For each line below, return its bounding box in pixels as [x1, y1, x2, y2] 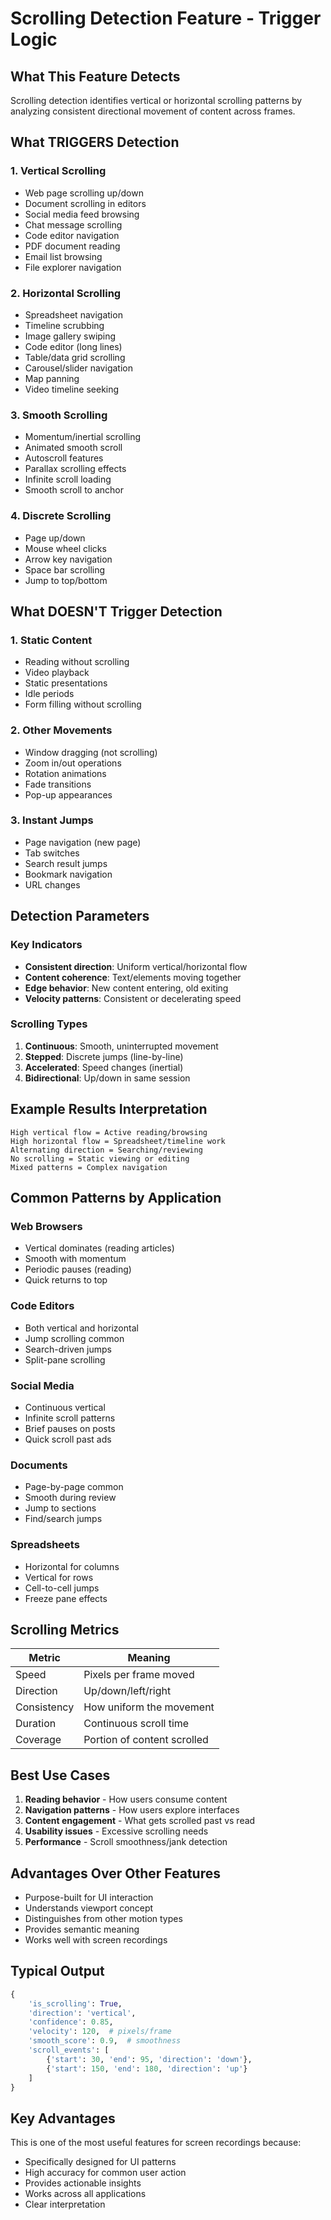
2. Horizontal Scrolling [10, 286, 122, 300]
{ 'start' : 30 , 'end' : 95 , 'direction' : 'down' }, [46, 2054, 253, 2064]
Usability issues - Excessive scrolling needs [24, 1825, 209, 1837]
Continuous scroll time [83, 1717, 190, 1731]
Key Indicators [10, 938, 83, 952]
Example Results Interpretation [10, 1101, 208, 1118]
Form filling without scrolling [24, 698, 142, 711]
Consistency [15, 1700, 75, 1714]
